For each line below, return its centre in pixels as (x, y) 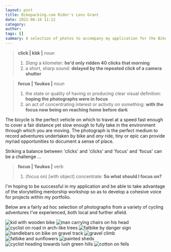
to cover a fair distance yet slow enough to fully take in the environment (80, 125)
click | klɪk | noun (36, 53)
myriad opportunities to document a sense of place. (60, 141)
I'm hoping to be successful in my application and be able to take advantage (85, 186)
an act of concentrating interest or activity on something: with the (94, 104)
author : (13, 29)
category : (16, 24)
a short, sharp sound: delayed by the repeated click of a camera (93, 68)
